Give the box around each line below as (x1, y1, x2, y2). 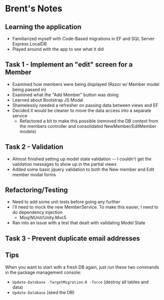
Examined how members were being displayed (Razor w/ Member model (12, 81, 160, 87)
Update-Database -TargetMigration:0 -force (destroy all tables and (12, 279, 149, 285)
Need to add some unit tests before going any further (12, 199, 120, 205)
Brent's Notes (5, 3, 63, 14)
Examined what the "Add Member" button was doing (12, 92, 119, 98)
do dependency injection (12, 209, 63, 215)
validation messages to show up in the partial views (12, 161, 117, 167)
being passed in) (12, 86, 47, 92)
